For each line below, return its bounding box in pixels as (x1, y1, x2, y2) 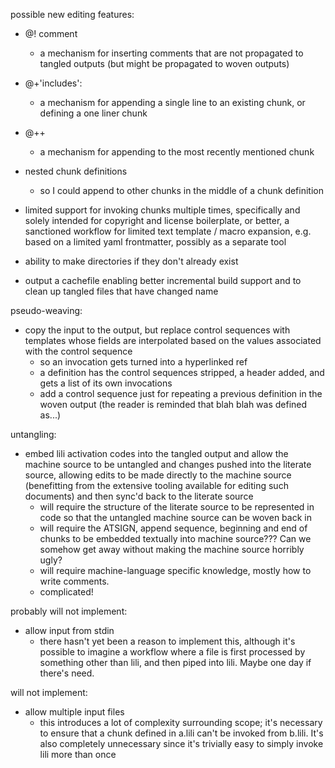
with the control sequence (24, 345, 133, 357)
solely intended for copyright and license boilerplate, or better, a (24, 215, 290, 226)
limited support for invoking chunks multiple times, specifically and (24, 204, 301, 216)
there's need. (39, 667, 95, 679)
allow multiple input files (24, 706, 125, 718)
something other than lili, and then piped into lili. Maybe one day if (39, 657, 312, 668)
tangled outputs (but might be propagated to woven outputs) (39, 58, 290, 69)
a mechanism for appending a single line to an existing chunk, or (39, 97, 306, 108)
